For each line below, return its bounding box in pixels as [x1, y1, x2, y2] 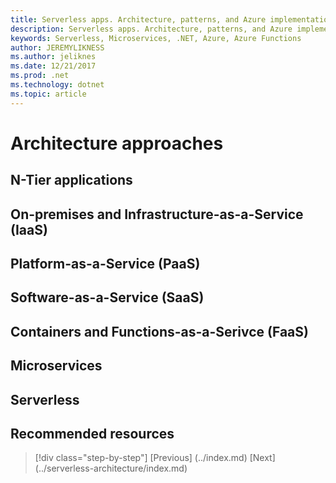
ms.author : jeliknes [10, 52, 97, 62]
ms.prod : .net [10, 71, 70, 81]
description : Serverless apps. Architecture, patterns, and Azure [10, 24, 293, 34]
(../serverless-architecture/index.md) [34, 462, 188, 475]
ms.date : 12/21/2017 [10, 61, 97, 71]
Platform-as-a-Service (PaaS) [10, 255, 201, 272]
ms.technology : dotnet [10, 80, 105, 90]
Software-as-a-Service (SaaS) [10, 289, 205, 306]
